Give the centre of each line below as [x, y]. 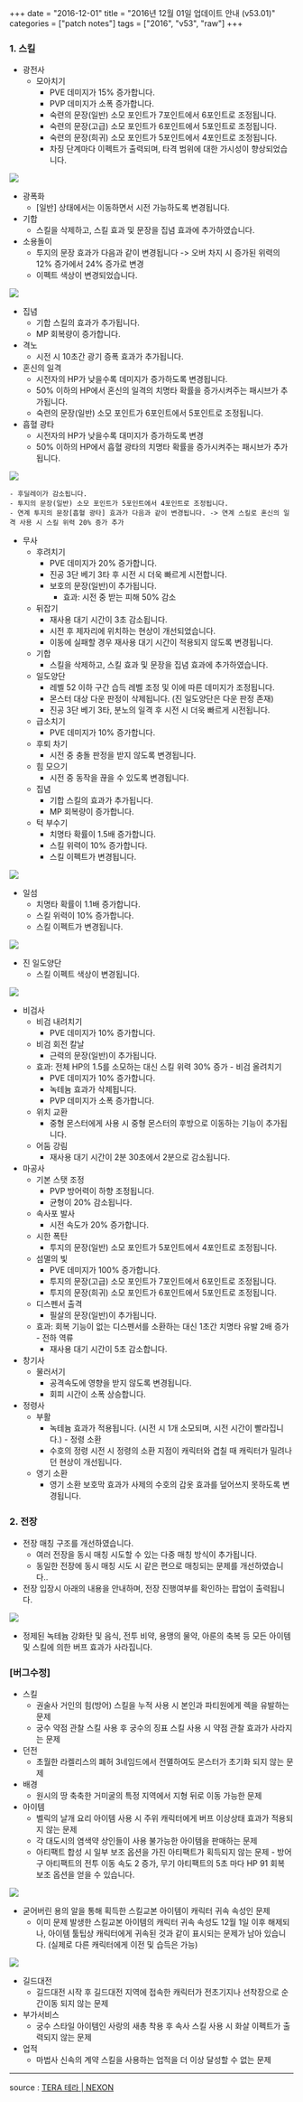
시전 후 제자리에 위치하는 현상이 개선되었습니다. [133, 631]
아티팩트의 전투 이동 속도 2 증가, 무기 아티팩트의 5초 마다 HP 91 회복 [165, 1863]
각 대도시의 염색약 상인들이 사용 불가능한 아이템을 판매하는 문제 [147, 1840]
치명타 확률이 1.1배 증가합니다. [88, 904]
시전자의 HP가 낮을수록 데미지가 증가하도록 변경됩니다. [132, 379]
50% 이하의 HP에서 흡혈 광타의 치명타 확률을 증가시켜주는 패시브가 [154, 447]
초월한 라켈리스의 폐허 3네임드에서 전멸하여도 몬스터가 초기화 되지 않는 [160, 1761]
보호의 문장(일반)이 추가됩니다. [103, 586]
